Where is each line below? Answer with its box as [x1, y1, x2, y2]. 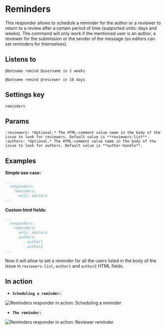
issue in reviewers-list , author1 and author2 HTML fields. [5, 263, 124, 269]
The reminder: [12, 311, 42, 316]
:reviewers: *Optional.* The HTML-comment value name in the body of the [5, 130, 161, 135]
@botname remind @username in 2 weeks [5, 68, 85, 73]
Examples [5, 157, 36, 165]
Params [5, 117, 29, 125]
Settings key [5, 91, 45, 99]
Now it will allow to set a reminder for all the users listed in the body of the [5, 258, 157, 264]
